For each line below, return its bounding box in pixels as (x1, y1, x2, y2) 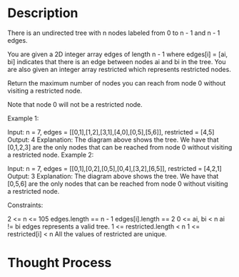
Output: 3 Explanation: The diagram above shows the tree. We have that (7, 172, 219, 180)
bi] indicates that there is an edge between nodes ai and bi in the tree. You (7, 57, 226, 66)
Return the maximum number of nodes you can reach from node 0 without (7, 78, 226, 87)
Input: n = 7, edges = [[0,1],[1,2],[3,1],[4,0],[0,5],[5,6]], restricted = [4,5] (7, 127, 215, 136)
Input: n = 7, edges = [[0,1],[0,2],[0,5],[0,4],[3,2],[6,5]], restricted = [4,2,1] (7, 164, 223, 172)
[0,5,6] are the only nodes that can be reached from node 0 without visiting (7, 179, 228, 188)
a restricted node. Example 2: (7, 150, 94, 159)
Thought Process (7, 255, 112, 271)
